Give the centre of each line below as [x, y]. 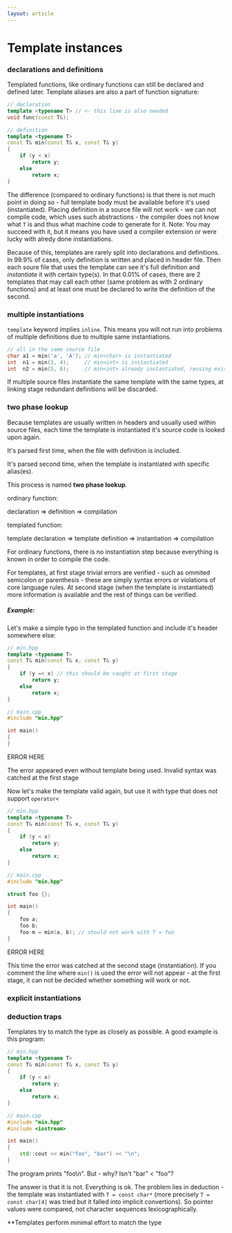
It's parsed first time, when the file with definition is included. [94, 450]
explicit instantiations [44, 998]
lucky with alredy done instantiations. [60, 239]
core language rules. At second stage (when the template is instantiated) [110, 587]
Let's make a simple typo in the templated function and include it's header [113, 628]
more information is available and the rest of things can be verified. [103, 594]
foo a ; [29, 919]
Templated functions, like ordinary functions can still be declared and [106, 84]
